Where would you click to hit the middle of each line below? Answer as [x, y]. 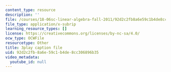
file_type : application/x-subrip [41, 24]
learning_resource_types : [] [36, 29]
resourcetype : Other [27, 43]
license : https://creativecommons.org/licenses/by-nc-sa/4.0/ [73, 33]
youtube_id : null [28, 62]
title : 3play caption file [34, 48]
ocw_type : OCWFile [25, 39]
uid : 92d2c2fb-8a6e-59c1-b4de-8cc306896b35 [52, 52]
